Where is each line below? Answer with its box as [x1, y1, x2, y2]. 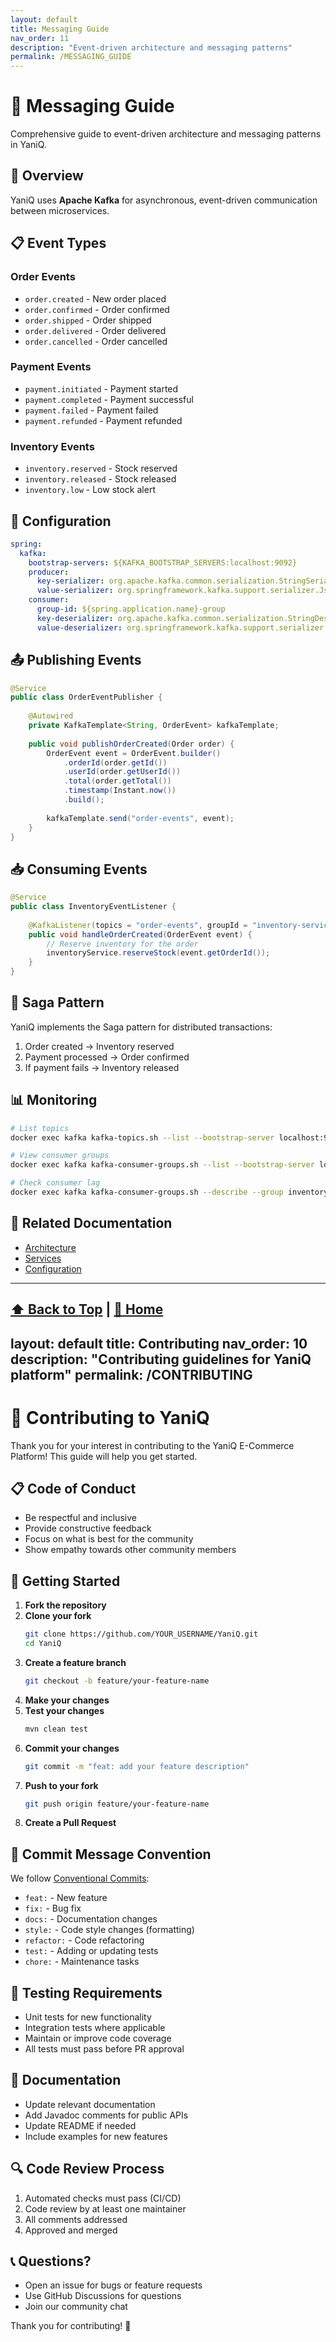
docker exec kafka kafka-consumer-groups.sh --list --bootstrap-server [10, 1160, 315, 1170]
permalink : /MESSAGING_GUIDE [10, 52, 132, 62]
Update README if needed [24, 2119, 137, 2131]
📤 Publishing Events [10, 652, 142, 669]
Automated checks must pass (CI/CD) [24, 2192, 182, 2204]
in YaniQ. [10, 139, 47, 151]
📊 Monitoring [10, 1092, 98, 1109]
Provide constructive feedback [24, 1522, 152, 1535]
